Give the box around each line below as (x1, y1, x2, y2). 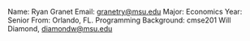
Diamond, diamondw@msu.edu (7, 24, 113, 33)
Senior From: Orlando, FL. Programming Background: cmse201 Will (7, 15, 231, 25)
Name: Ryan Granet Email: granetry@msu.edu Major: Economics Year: (7, 7, 243, 16)
